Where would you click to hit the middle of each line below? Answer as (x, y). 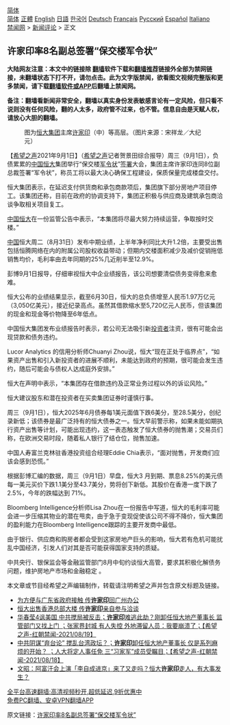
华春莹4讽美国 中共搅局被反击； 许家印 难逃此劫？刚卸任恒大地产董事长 (116, 617)
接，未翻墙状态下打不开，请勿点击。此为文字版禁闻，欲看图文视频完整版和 (112, 77)
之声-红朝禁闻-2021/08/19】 (56, 634)
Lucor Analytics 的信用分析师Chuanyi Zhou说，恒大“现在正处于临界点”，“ (111, 352)
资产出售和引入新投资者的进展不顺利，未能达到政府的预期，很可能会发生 (115, 360)
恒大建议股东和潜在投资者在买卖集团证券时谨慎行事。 (82, 397)
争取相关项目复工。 (40, 204)
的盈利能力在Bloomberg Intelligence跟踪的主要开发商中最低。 (93, 524)
